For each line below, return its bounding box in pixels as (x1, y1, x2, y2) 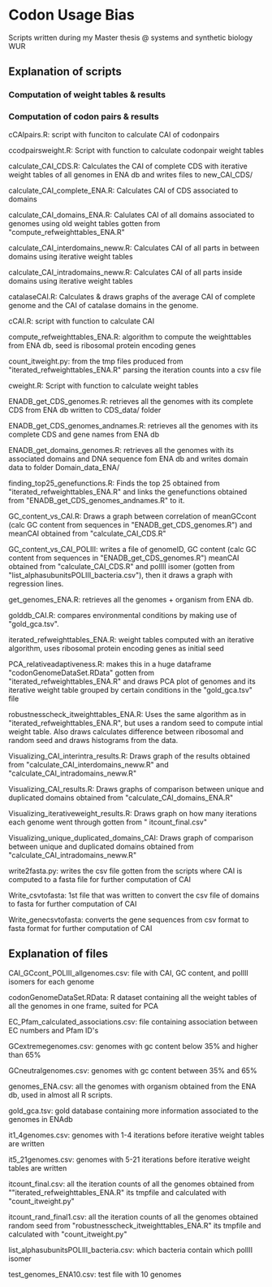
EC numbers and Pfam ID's (8, 1026, 99, 1036)
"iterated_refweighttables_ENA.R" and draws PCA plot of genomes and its (8, 676, 256, 686)
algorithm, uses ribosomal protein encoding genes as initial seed (8, 643, 225, 653)
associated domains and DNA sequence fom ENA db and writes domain (8, 454, 248, 463)
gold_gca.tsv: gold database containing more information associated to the (8, 1106, 259, 1115)
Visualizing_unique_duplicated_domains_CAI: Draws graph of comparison (8, 833, 254, 842)
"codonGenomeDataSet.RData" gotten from (8, 667, 155, 677)
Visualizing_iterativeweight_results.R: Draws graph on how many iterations (8, 808, 257, 818)
